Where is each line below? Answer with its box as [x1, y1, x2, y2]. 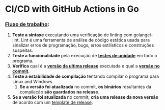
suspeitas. [12, 47, 33, 53]
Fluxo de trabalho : [5, 21, 50, 28]
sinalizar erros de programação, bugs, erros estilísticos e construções [12, 43, 154, 48]
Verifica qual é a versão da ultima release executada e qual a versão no [12, 63, 160, 69]
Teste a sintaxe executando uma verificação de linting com [12, 32, 133, 38]
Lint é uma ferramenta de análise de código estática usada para [21, 37, 150, 43]
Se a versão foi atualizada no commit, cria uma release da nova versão [12, 94, 159, 100]
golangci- [133, 32, 153, 38]
